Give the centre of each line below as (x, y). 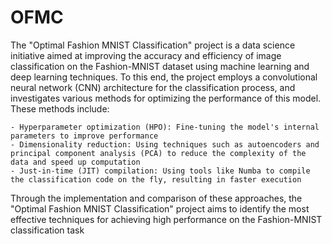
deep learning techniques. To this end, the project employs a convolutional (164, 77)
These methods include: (60, 108)
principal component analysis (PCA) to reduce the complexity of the (158, 153)
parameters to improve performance (84, 136)
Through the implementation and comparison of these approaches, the (156, 198)
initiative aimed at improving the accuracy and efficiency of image (146, 55)
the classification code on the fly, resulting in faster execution (156, 179)
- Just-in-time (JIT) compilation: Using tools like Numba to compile (160, 171)
